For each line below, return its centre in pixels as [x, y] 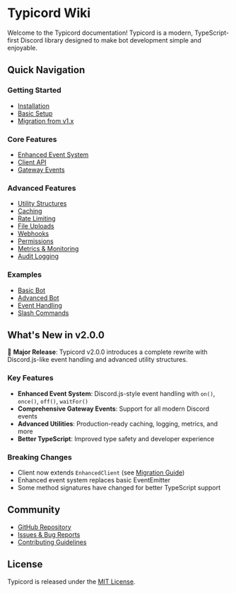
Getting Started [34, 90]
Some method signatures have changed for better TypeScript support [119, 487]
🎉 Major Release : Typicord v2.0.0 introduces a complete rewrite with [108, 352]
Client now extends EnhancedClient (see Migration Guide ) [101, 472]
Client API [32, 162]
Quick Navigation [46, 70]
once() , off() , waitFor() [53, 401]
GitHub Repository [45, 527]
